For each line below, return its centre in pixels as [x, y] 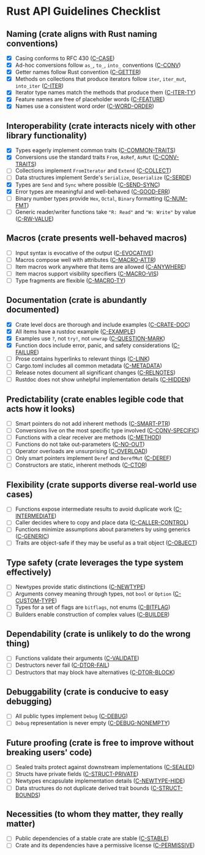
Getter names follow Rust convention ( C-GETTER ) [78, 72]
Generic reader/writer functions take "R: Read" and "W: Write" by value [106, 212]
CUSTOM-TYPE [35, 601]
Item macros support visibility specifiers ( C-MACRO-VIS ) [87, 274]
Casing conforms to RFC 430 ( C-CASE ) [65, 58]
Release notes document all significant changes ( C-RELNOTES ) [95, 373]
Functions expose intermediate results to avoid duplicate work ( [95, 509]
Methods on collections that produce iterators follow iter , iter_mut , [101, 79]
